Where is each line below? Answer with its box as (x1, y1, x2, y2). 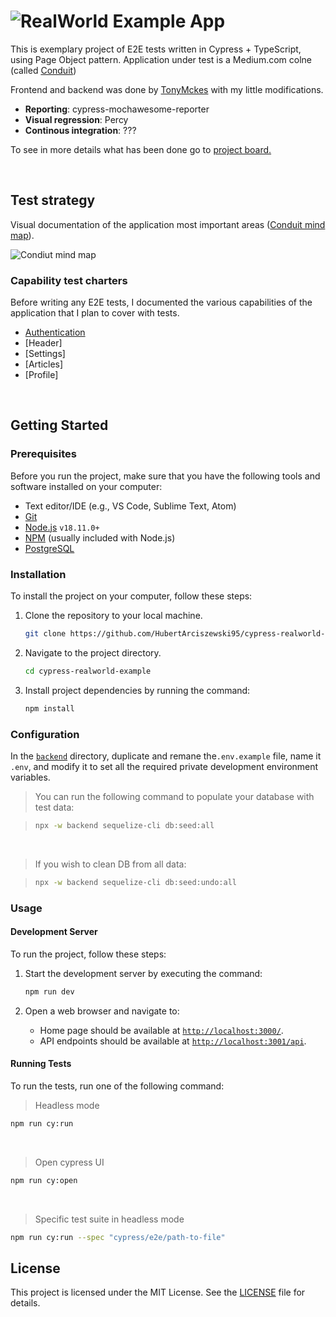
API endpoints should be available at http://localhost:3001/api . (39, 1035, 307, 1047)
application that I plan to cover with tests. (10, 307, 180, 319)
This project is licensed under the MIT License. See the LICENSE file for (10, 1286, 306, 1299)
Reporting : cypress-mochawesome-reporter (24, 103, 210, 115)
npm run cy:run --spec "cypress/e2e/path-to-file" (10, 1232, 226, 1242)
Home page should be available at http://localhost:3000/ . (39, 1024, 284, 1036)
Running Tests (10, 1058, 72, 1070)
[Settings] (24, 348, 66, 360)
